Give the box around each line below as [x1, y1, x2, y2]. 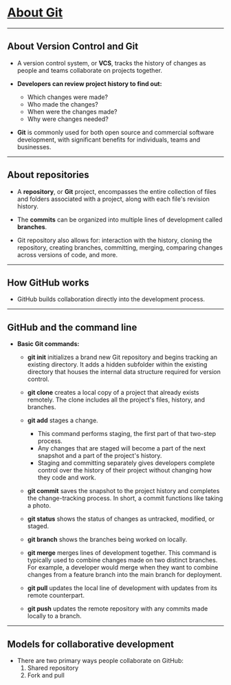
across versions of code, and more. [16, 250, 118, 259]
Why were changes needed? [27, 115, 109, 123]
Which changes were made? [27, 93, 109, 101]
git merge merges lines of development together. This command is [27, 549, 217, 557]
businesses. [16, 142, 52, 151]
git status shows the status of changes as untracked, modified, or [27, 514, 215, 523]
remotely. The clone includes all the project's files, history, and [27, 395, 205, 404]
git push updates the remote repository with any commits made [27, 605, 208, 613]
